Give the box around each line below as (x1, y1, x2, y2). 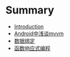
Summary (5, 4, 54, 17)
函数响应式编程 (14, 45, 51, 52)
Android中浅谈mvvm (14, 30, 64, 37)
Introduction (14, 23, 44, 30)
